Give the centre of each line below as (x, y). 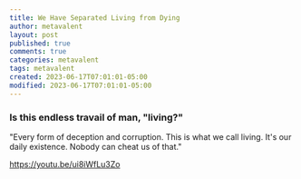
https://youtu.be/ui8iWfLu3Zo (65, 164)
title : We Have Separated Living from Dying (95, 18)
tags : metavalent (42, 69)
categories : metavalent (54, 60)
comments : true (38, 52)
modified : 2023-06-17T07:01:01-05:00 (81, 85)
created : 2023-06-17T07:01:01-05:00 (78, 77)
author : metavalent (46, 26)
